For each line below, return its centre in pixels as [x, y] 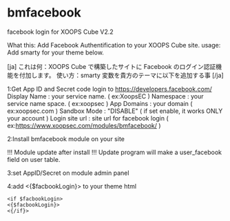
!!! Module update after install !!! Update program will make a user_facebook [115, 152]
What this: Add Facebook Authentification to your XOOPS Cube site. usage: [114, 45]
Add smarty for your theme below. [56, 52]
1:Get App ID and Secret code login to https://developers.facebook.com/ [109, 89]
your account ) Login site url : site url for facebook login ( [88, 118]
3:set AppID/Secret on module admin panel [68, 173]
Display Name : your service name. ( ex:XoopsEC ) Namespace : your [105, 96]
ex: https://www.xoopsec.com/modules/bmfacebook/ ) [84, 125]
